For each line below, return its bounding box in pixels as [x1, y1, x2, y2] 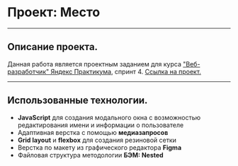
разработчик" [7, 67, 50, 76]
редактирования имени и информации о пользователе [17, 121, 184, 129]
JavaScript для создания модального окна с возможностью [17, 113, 201, 121]
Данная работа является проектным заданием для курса [7, 59, 182, 68]
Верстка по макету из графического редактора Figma [17, 143, 182, 152]
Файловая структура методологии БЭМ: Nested [17, 150, 164, 159]
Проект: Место [7, 4, 101, 20]
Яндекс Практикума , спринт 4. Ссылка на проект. [50, 67, 202, 76]
